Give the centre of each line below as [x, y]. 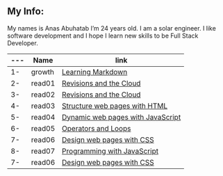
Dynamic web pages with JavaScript [121, 117]
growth [42, 72]
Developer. [23, 43]
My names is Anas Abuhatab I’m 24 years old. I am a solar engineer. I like [112, 28]
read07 [43, 151]
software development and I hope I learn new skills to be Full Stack [103, 35]
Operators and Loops [96, 128]
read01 [43, 83]
